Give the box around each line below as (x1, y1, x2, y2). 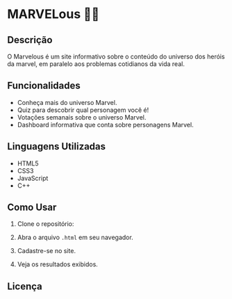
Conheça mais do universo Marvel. (17, 98, 117, 106)
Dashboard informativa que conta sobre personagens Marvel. (17, 120, 194, 129)
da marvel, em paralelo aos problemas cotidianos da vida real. (7, 60, 185, 68)
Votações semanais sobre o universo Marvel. (17, 113, 147, 121)
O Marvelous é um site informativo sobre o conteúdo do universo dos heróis (7, 52, 225, 60)
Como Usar (7, 202, 57, 213)
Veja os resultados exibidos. (17, 260, 99, 268)
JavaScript (17, 174, 49, 182)
